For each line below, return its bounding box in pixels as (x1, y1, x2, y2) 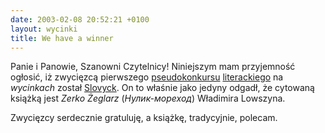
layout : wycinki (10, 24, 78, 34)
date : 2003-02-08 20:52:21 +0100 (10, 14, 150, 25)
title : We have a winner (10, 33, 114, 43)
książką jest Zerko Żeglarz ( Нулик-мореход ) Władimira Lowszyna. (10, 92, 286, 105)
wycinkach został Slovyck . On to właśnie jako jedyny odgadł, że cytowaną (10, 82, 315, 94)
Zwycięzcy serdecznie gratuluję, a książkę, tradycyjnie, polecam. (10, 112, 278, 124)
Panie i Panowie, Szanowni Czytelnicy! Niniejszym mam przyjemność (10, 61, 296, 73)
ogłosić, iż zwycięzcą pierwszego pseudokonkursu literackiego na (10, 71, 284, 83)
